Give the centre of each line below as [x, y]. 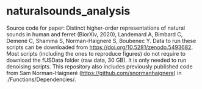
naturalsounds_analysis [68, 11]
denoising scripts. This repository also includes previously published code [100, 66]
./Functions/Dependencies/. [41, 79]
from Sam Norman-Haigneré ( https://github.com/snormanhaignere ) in [94, 73]
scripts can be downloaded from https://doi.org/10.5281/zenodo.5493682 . [100, 47]
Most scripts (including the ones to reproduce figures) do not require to [96, 53]
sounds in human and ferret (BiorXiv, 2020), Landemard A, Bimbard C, [95, 34]
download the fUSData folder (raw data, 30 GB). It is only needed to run [96, 60]
